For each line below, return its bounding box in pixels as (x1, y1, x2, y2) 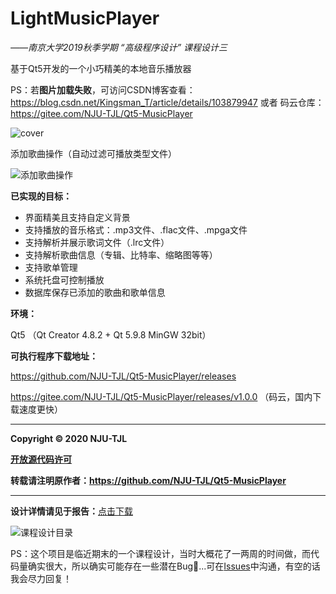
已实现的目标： (10, 190, 72, 202)
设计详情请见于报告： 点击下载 (10, 505, 133, 517)
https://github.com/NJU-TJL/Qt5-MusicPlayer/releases (10, 370, 237, 382)
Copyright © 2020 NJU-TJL (10, 432, 128, 444)
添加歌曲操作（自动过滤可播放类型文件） (10, 147, 177, 159)
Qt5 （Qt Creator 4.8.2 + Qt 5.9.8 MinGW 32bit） (10, 328, 212, 341)
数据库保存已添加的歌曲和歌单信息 (24, 286, 166, 298)
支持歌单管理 (24, 261, 78, 273)
